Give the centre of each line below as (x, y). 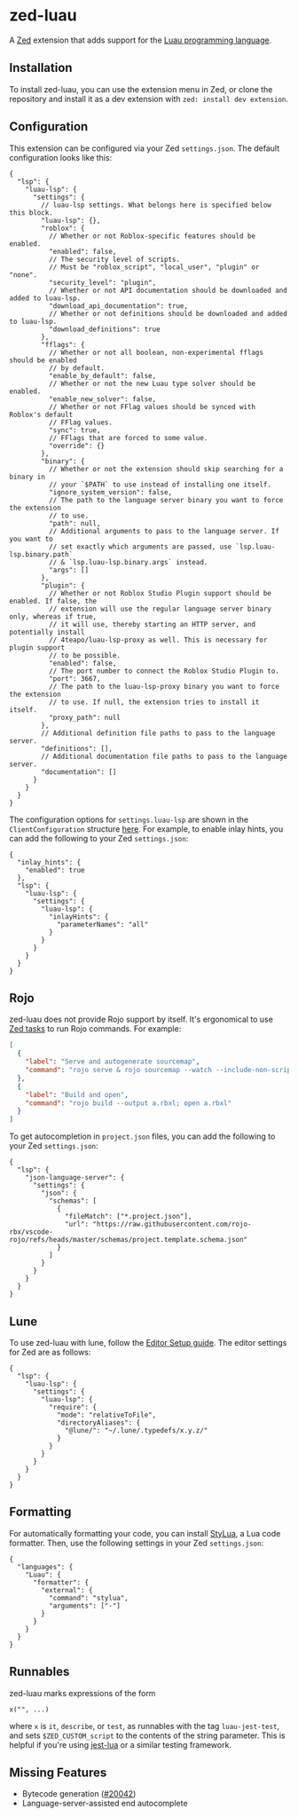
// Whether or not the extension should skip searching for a (166, 469)
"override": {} (76, 446)
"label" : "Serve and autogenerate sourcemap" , (113, 1062)
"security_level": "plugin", (102, 282)
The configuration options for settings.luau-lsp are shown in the (129, 819)
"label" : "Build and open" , (77, 1094)
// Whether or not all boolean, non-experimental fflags (156, 352)
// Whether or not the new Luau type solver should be (152, 383)
